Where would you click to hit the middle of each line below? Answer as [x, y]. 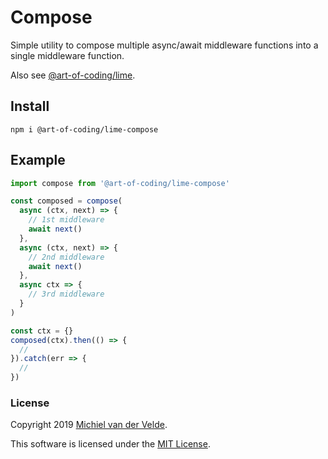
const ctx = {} [42, 331]
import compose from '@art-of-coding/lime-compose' [120, 183]
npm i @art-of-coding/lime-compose [84, 129]
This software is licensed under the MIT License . [110, 444]
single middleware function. [67, 55]
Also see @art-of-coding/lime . [73, 75]
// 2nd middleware [66, 257]
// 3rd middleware [66, 294]
